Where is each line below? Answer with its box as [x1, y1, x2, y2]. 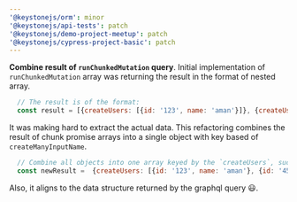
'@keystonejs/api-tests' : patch [9, 21, 128, 30]
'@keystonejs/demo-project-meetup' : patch [9, 29, 168, 38]
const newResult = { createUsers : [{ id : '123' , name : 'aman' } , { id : [17, 166, 275, 175]
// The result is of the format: [17, 98, 141, 107]
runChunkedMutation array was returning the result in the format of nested [9, 72, 276, 82]
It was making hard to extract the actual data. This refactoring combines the [9, 122, 286, 133]
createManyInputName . [9, 141, 88, 151]
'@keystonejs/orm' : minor [9, 12, 104, 22]
